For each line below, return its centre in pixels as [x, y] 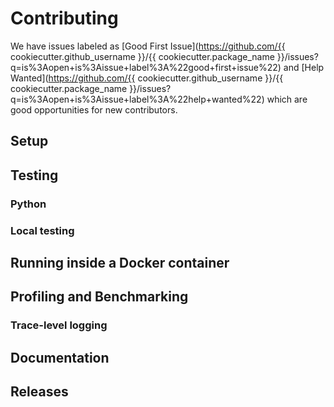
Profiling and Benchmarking [99, 297]
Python [28, 204]
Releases [39, 392]
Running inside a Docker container [120, 262]
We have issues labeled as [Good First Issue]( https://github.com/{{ [148, 46]
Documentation [60, 357]
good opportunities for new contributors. [94, 109]
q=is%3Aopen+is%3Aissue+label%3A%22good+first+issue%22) [146, 67]
